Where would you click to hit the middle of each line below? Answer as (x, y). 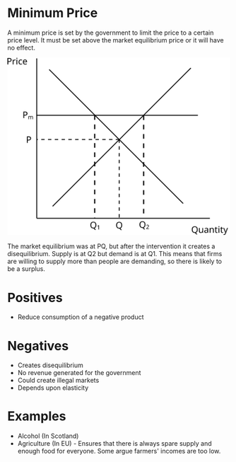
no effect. (21, 47)
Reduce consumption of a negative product (81, 317)
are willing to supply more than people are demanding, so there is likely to (115, 261)
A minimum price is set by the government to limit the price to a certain (111, 33)
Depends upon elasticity (53, 388)
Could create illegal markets (58, 381)
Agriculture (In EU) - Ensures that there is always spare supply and (114, 444)
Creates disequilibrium (50, 365)
